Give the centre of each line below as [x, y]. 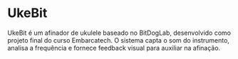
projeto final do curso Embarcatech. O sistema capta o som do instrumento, [119, 40]
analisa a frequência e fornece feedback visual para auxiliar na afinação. [114, 48]
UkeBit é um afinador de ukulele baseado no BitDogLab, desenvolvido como [119, 33]
